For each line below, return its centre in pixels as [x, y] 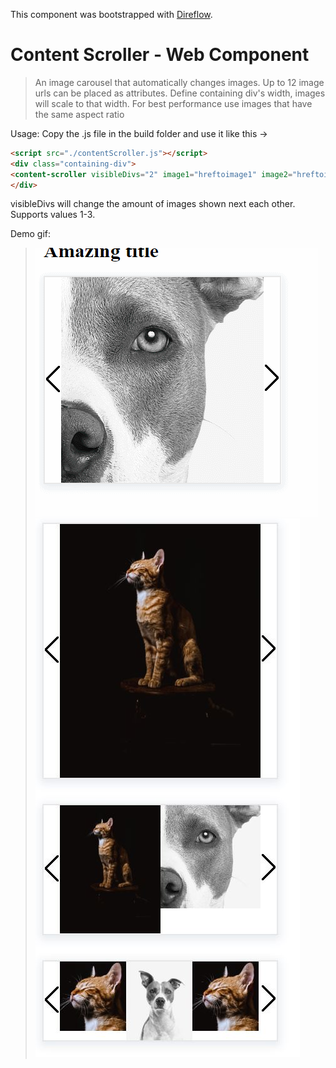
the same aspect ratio [79, 114]
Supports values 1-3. [53, 215]
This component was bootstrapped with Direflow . [111, 14]
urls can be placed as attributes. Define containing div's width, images [180, 93]
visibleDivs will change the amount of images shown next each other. [153, 204]
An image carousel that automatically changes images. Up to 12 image [179, 82]
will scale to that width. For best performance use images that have [173, 103]
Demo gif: [31, 234]
